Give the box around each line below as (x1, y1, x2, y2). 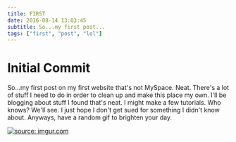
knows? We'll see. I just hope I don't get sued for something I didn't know (7, 106, 220, 115)
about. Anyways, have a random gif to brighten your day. (7, 113, 173, 122)
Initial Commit (7, 60, 91, 76)
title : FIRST (7, 10, 46, 18)
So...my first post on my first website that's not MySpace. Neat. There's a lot (7, 84, 230, 92)
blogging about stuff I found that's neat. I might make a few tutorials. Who (7, 98, 221, 107)
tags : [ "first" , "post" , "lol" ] (7, 30, 102, 37)
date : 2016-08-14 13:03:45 (7, 17, 87, 24)
